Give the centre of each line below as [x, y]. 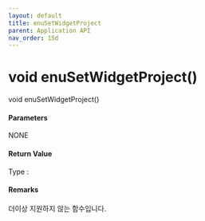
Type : [19, 172]
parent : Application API [49, 30]
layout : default [35, 16]
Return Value [30, 153]
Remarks [24, 190]
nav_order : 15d [34, 38]
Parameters [28, 117]
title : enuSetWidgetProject [55, 23]
